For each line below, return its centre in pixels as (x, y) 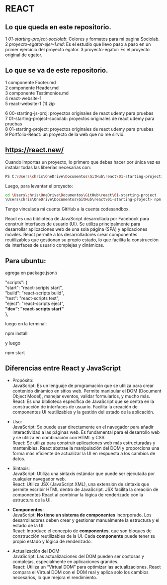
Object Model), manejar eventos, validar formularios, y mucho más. (81, 396)
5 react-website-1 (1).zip (30, 103)
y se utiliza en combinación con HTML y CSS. (59, 437)
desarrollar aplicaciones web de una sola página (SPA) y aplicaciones (76, 229)
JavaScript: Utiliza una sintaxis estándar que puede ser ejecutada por (83, 474)
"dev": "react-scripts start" (35, 309)
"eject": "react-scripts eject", (35, 303)
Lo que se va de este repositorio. (57, 70)
